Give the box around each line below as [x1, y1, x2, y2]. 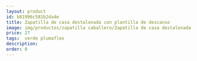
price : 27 [6, 30, 31, 36]
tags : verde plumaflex [6, 35, 65, 41]
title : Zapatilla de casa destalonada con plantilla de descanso [6, 19, 170, 25]
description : [6, 41, 38, 47]
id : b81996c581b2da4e [6, 14, 60, 20]
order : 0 [6, 46, 28, 52]
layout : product [6, 8, 46, 15]
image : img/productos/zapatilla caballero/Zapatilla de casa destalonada [6, 24, 192, 31]
